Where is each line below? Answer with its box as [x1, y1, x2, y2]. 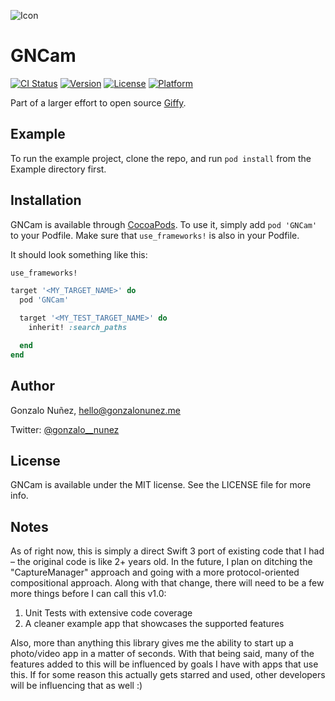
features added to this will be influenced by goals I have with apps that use [10, 658, 319, 670]
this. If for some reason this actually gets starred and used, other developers [10, 669, 326, 681]
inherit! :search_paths [28, 323, 128, 333]
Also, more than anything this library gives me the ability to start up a [10, 637, 294, 649]
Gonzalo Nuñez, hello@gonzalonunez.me [10, 404, 181, 416]
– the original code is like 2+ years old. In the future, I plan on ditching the [10, 556, 313, 568]
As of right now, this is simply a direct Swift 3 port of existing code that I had [10, 545, 325, 557]
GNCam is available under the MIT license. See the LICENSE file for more [10, 479, 312, 491]
